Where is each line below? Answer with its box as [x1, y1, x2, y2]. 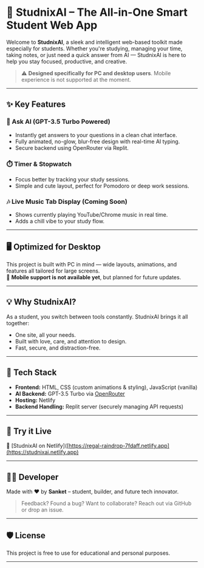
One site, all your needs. [15, 331, 76, 339]
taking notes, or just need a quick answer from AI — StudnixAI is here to [6, 51, 186, 58]
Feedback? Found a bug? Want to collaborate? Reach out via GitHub [21, 500, 192, 507]
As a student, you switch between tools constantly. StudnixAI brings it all [6, 313, 188, 320]
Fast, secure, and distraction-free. [15, 344, 101, 351]
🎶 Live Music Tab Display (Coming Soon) [6, 197, 127, 206]
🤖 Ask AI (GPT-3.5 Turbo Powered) [6, 118, 110, 126]
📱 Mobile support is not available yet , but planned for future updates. [6, 274, 182, 281]
